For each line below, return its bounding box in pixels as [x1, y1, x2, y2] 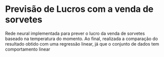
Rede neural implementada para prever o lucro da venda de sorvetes [5, 30, 145, 36]
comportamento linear [5, 46, 50, 52]
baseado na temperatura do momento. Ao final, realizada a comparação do [5, 36, 158, 42]
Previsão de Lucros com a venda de [5, 3, 154, 15]
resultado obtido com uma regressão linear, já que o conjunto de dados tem [5, 41, 160, 47]
